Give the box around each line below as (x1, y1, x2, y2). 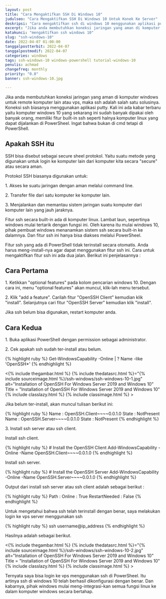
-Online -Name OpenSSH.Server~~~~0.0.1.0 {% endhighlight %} (5, 475, 137, 480)
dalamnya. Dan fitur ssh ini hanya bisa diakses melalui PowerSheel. (5, 232, 142, 238)
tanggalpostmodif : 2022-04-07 (5, 48, 68, 53)
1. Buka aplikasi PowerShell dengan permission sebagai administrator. (5, 337, 147, 343)
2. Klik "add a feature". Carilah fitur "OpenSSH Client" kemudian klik (5, 294, 143, 300)
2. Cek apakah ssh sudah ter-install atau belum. (5, 346, 102, 352)
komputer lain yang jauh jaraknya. (5, 207, 74, 213)
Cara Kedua (5, 323, 42, 332)
